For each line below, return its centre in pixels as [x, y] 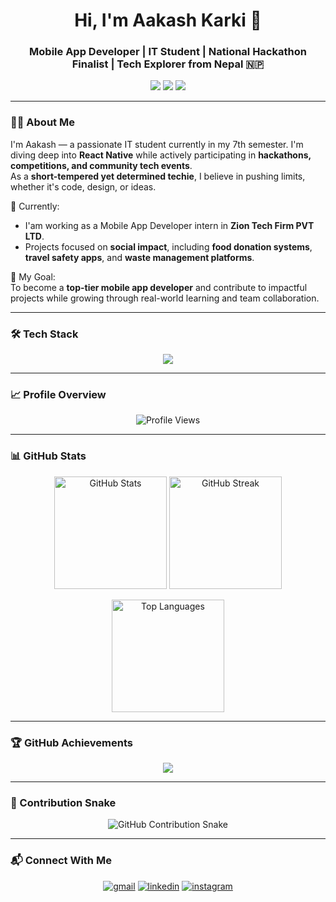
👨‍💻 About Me [42, 122]
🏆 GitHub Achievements [71, 742]
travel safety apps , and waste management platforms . [139, 257]
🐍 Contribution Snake [63, 802]
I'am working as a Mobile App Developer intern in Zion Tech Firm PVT [169, 225]
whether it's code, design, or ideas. [83, 186]
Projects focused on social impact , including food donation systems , [168, 246]
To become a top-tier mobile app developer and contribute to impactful [159, 287]
